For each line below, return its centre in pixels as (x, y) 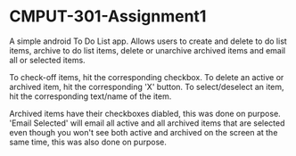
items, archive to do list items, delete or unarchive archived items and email (148, 50)
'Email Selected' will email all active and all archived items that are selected (147, 123)
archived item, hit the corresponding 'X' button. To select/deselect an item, (147, 86)
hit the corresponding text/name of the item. (90, 96)
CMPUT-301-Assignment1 (108, 16)
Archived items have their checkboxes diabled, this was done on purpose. (145, 113)
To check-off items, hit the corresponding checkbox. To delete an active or (147, 77)
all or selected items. (48, 60)
